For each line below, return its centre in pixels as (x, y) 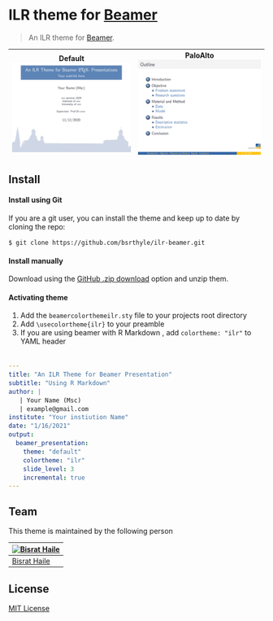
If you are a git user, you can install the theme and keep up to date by (124, 218)
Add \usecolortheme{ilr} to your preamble (92, 324)
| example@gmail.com (54, 409)
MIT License (29, 609)
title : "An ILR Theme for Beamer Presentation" (91, 375)
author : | (25, 391)
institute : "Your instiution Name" (69, 418)
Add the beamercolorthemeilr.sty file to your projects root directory (134, 316)
